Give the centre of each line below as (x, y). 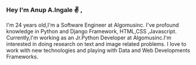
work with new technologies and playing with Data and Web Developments (98, 51)
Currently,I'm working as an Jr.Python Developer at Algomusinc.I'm (89, 38)
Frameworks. (22, 57)
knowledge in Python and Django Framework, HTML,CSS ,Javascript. (91, 32)
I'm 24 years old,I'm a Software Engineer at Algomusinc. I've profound (93, 25)
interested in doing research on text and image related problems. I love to (96, 44)
